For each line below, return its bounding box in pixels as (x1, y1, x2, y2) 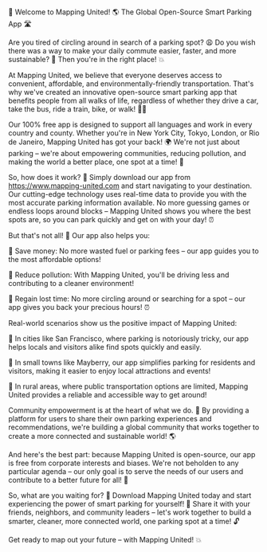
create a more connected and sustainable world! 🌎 (8, 432, 177, 440)
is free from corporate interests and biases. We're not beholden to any (8, 458, 239, 468)
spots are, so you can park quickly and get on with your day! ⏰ (8, 215, 214, 224)
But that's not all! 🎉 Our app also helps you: (8, 231, 150, 240)
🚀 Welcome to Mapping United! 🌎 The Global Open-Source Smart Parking (8, 7, 253, 17)
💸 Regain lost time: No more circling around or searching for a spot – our (8, 294, 245, 303)
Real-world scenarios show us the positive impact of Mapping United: (8, 319, 238, 327)
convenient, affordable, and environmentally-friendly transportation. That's (8, 79, 254, 88)
